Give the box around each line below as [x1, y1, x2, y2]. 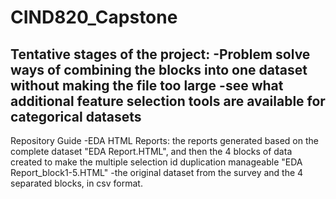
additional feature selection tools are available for [10, 92, 326, 110]
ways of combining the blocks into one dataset [10, 61, 308, 78]
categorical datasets [10, 108, 142, 125]
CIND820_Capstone [10, 6, 178, 29]
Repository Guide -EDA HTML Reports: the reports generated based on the [10, 135, 319, 146]
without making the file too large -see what [10, 77, 284, 94]
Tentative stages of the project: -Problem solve [10, 46, 311, 63]
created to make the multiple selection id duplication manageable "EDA [10, 156, 303, 168]
